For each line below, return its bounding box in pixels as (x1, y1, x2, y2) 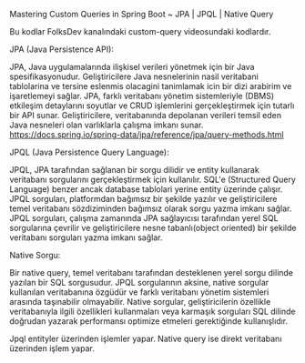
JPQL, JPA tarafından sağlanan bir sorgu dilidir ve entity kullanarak (9, 165, 259, 175)
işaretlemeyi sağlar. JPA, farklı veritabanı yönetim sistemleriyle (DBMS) (9, 91, 275, 101)
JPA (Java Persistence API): (9, 44, 114, 55)
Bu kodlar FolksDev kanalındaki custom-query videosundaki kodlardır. (9, 26, 271, 36)
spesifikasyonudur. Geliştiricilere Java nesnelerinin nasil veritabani (9, 71, 259, 82)
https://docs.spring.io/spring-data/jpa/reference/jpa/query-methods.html (9, 129, 284, 140)
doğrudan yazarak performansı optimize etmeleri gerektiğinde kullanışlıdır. (9, 316, 289, 327)
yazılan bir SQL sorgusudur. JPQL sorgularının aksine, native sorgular (9, 277, 269, 287)
